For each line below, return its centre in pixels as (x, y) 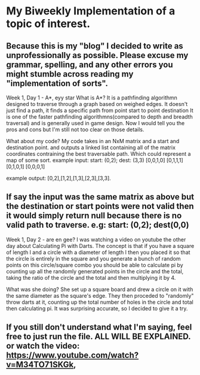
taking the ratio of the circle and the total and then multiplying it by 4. (91, 277)
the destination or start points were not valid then (100, 206)
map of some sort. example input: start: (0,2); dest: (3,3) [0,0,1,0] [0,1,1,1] (95, 160)
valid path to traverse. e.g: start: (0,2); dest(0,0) (98, 225)
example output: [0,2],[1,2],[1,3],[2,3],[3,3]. (59, 178)
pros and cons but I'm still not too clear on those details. (75, 129)
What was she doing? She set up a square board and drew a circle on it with (100, 289)
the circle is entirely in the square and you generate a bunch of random (93, 258)
